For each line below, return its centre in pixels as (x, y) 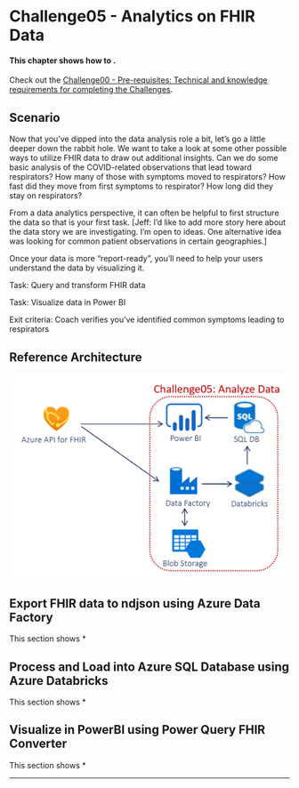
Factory (31, 617)
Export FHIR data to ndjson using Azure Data (135, 603)
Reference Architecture (76, 357)
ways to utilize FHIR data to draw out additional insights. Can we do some (144, 158)
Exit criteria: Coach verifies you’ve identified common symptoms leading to (147, 320)
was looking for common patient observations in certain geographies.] (138, 241)
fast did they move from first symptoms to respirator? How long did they (141, 186)
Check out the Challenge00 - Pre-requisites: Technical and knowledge (138, 80)
